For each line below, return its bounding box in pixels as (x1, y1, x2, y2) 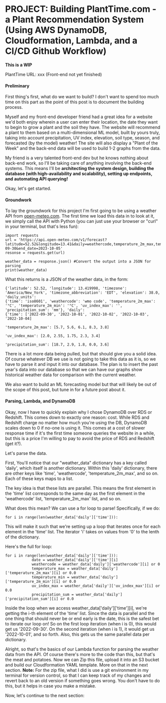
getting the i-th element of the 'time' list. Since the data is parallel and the (5, 610, 155, 616)
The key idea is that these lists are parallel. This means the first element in (5, 485, 156, 491)
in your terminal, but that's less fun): (5, 223, 79, 229)
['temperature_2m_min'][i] (5, 579, 61, 584)
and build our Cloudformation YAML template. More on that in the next (5, 661, 148, 668)
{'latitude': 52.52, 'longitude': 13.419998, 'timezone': (5, 286, 127, 291)
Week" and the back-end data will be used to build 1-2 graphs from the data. (5, 145, 161, 151)
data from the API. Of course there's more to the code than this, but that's (5, 651, 156, 657)
